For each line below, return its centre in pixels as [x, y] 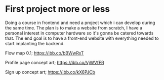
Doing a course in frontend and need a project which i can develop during [80, 23]
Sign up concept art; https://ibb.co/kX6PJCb [50, 72]
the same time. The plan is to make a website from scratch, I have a [74, 27]
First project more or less [58, 9]
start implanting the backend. [35, 43]
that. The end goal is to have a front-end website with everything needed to [82, 38]
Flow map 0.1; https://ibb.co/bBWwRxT [44, 53]
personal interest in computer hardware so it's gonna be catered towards [80, 33]
